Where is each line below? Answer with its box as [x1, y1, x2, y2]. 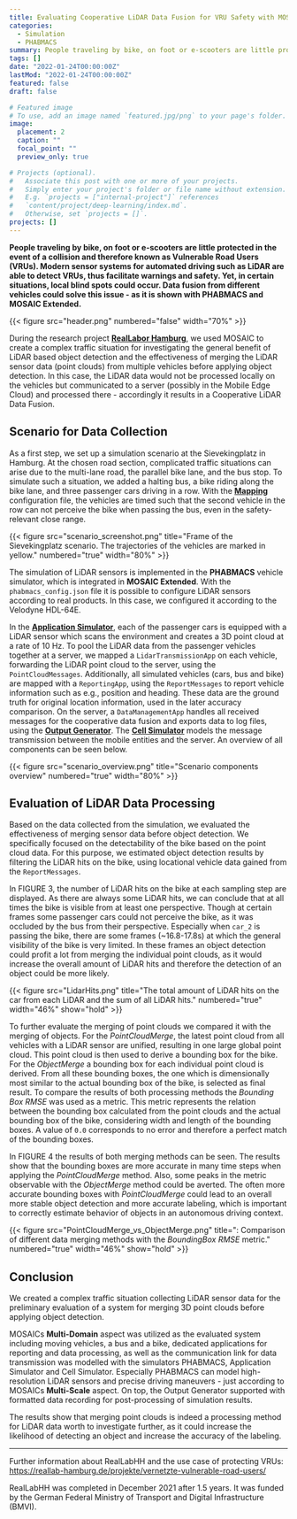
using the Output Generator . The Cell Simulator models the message [9, 725, 263, 736]
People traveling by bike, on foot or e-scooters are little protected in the [9, 242, 277, 252]
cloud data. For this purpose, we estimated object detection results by [9, 847, 264, 859]
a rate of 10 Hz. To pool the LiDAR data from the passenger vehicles [9, 640, 256, 651]
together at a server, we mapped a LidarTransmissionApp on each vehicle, [9, 650, 278, 660]
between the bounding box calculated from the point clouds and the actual [9, 1106, 281, 1116]
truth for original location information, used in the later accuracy [9, 697, 242, 707]
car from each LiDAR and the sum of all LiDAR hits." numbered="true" [9, 995, 263, 1006]
